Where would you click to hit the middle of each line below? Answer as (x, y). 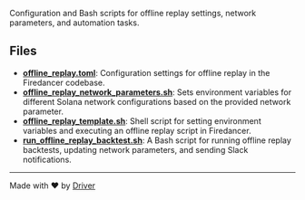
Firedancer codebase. (64, 82)
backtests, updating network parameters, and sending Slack (135, 149)
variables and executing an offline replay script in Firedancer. (137, 130)
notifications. (47, 159)
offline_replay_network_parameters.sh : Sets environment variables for (157, 92)
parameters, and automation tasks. (74, 23)
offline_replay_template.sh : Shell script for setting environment (142, 120)
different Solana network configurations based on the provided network (157, 101)
